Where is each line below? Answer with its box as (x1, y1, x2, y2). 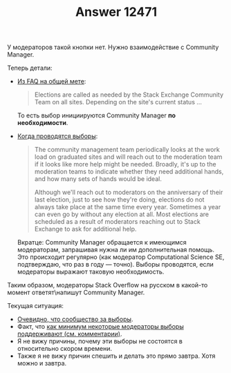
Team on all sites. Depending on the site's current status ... (34, 98, 203, 106)
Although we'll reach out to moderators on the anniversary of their (34, 188, 223, 197)
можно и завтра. (17, 359, 67, 367)
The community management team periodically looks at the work (34, 146, 220, 154)
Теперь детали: (7, 64, 53, 73)
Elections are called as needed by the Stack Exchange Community (34, 90, 223, 99)
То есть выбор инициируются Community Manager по (17, 111, 176, 119)
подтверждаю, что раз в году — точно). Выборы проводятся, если (17, 260, 214, 269)
